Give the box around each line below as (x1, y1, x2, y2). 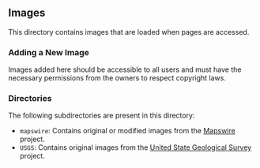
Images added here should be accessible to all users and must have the (8, 65, 242, 74)
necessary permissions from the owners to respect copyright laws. (8, 73, 227, 83)
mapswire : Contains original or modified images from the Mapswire (19, 126, 236, 136)
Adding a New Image (8, 47, 89, 58)
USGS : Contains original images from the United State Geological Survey (19, 143, 252, 152)
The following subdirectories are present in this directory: (8, 110, 195, 121)
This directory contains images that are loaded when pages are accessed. (8, 27, 250, 36)
